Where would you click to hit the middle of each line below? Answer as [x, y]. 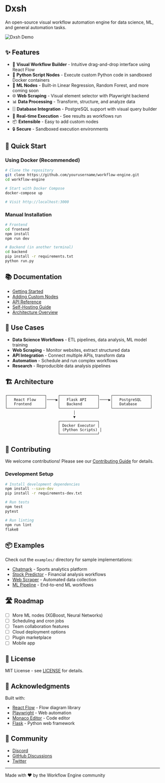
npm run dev [17, 238]
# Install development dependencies [42, 484]
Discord [20, 751]
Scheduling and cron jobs [38, 621]
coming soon [26, 90]
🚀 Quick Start [26, 146]
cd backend [16, 252]
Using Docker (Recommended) [42, 160]
